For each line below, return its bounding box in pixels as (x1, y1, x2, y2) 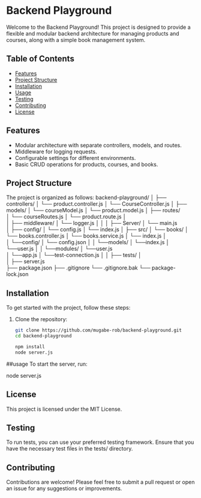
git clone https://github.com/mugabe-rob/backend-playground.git (14, 327, 182, 334)
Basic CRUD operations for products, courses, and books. (14, 161, 158, 168)
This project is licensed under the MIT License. (6, 405, 122, 413)
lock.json (6, 271, 29, 278)
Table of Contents (6, 54, 75, 64)
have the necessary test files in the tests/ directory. (6, 445, 133, 452)
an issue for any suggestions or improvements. (6, 485, 122, 492)
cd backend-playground (14, 333, 72, 339)
